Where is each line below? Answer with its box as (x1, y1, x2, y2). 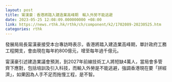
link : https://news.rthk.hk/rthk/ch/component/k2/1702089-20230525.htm (5, 22, 161, 27)
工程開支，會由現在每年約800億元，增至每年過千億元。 (5, 48, 122, 54)
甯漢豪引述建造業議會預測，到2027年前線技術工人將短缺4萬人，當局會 (5, 58, 154, 65)
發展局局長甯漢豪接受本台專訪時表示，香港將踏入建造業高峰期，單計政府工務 (5, 42, 167, 48)
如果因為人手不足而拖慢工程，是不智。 (16, 71, 97, 77)
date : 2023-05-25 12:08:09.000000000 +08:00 (5, 17, 102, 22)
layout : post (5, 7, 33, 13)
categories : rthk (5, 27, 42, 32)
